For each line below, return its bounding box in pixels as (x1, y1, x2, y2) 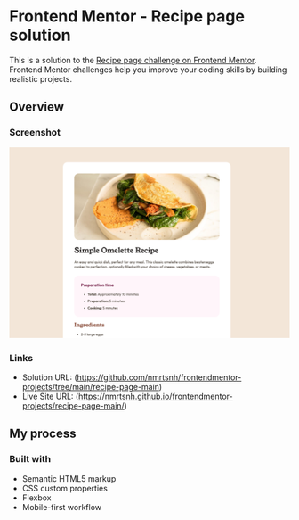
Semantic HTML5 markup (21, 473, 117, 483)
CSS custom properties (21, 483, 109, 493)
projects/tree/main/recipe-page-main (21, 381, 160, 392)
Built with (9, 453, 52, 466)
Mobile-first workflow (21, 501, 102, 512)
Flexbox (21, 492, 52, 503)
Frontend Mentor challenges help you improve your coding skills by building (9, 64, 287, 75)
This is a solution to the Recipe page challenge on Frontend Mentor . (9, 54, 257, 65)
